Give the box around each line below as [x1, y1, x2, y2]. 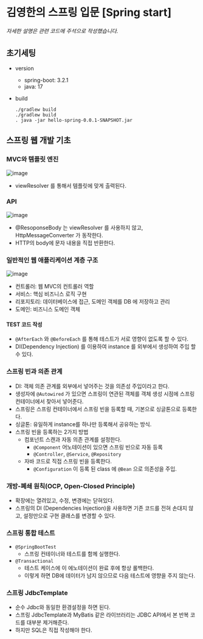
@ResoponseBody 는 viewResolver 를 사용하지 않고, [15, 224, 143, 231]
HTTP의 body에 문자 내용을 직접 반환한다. [15, 239, 115, 246]
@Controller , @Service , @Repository [33, 450, 122, 457]
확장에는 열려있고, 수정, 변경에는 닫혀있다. [15, 496, 114, 504]
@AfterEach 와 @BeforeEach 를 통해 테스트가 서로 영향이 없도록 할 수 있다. [15, 335, 189, 343]
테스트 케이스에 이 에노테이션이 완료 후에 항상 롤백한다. [24, 565, 154, 572]
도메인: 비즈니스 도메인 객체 [15, 305, 81, 313]
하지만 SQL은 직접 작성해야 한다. [15, 626, 92, 634]
